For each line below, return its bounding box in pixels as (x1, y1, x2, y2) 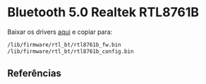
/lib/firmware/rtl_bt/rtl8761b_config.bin (7, 47, 134, 55)
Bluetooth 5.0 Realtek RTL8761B (7, 4, 200, 20)
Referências (7, 68, 62, 80)
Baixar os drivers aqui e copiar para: (7, 28, 113, 36)
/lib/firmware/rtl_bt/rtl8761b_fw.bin (7, 41, 121, 48)
